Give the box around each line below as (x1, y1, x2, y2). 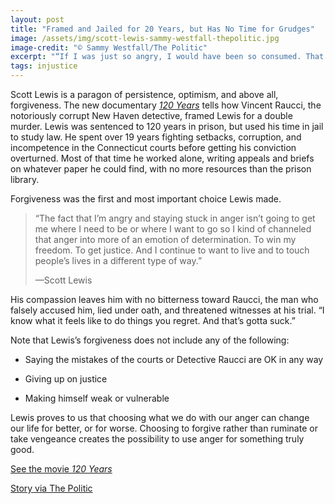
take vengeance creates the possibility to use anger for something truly (10, 433, 305, 445)
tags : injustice (10, 61, 78, 71)
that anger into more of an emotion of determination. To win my (34, 234, 297, 245)
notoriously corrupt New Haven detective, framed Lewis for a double (10, 110, 293, 121)
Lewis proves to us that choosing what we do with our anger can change (10, 412, 310, 423)
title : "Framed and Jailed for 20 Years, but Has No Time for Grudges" (10, 24, 315, 34)
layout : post (10, 14, 65, 25)
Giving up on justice (24, 373, 108, 385)
